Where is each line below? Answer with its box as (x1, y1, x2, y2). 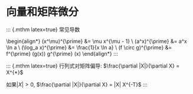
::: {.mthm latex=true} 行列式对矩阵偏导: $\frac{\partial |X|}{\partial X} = (6, 62, 180, 69)
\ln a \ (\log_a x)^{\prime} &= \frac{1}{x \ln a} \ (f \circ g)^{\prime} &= (6, 43, 172, 51)
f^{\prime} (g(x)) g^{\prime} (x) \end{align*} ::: (6, 50, 118, 57)
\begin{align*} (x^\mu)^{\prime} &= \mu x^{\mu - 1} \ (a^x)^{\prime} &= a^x (6, 38, 187, 45)
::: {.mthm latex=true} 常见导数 (6, 26, 80, 33)
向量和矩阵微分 (6, 5, 79, 19)
